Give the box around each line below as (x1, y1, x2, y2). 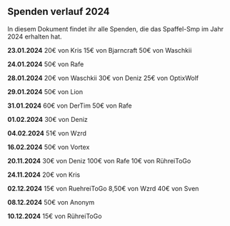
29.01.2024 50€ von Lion (7, 87, 84, 96)
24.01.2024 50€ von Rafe (7, 60, 84, 68)
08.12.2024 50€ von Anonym (7, 197, 95, 206)
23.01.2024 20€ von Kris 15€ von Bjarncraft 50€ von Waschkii (7, 46, 192, 54)
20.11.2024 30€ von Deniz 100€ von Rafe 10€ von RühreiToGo (7, 156, 191, 165)
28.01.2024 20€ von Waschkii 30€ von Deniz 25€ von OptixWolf (7, 73, 199, 82)
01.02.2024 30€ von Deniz (7, 115, 88, 123)
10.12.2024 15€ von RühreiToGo (7, 212, 102, 220)
